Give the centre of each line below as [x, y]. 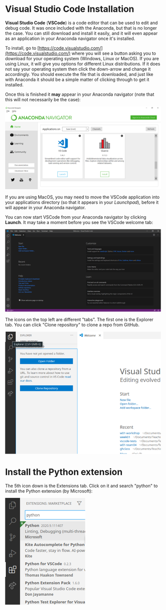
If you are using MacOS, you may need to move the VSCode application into [82, 197]
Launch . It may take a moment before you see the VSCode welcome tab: [79, 222]
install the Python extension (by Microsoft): [49, 491]
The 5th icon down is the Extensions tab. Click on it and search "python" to [82, 486]
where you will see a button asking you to [114, 53]
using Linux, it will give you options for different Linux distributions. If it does [83, 64]
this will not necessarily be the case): [43, 99]
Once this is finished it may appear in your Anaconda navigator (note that [80, 94]
